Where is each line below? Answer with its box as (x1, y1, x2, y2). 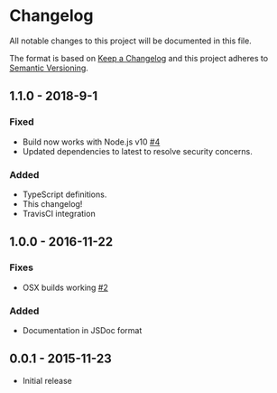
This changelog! (22, 198, 83, 209)
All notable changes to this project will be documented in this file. (9, 35, 253, 46)
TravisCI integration (22, 208, 97, 219)
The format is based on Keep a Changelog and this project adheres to (9, 52, 269, 63)
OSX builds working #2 (22, 282, 108, 293)
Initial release (22, 375, 72, 386)
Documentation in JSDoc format (22, 324, 143, 335)
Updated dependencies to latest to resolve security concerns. (22, 145, 253, 156)
